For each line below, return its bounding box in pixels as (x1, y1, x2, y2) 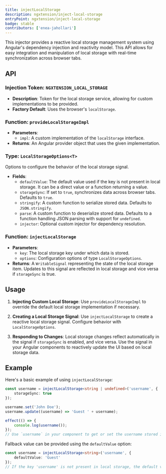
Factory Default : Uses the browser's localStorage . (12, 106, 116, 112)
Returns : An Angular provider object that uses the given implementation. (12, 140, 161, 146)
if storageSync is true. (12, 271, 56, 277)
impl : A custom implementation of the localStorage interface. (19, 135, 145, 141)
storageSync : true (14, 391, 52, 396)
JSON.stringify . (19, 205, 52, 211)
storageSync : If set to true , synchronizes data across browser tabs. (19, 189, 156, 195)
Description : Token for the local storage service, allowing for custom (12, 95, 153, 102)
